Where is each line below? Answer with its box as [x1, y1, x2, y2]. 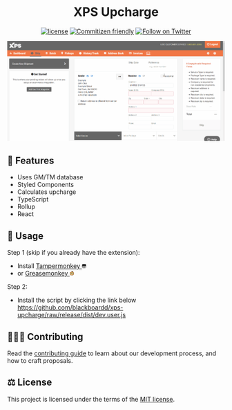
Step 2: [7, 283, 28, 291]
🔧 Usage [7, 230, 43, 242]
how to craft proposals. [7, 356, 73, 364]
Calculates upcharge [17, 188, 77, 196]
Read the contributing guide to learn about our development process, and [7, 349, 216, 357]
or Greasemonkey [17, 269, 68, 278]
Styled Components [17, 181, 75, 189]
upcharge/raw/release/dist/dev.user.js [17, 311, 126, 319]
